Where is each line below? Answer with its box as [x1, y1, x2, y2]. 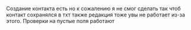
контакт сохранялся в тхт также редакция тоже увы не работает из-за [6, 11, 186, 18]
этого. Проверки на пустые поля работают [6, 18, 114, 24]
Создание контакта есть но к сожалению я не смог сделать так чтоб [6, 5, 181, 12]
